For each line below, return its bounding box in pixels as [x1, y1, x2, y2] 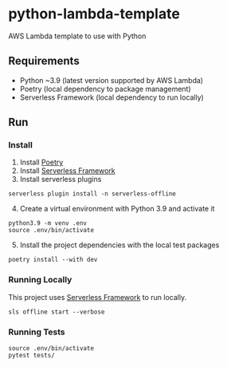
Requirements [8, 54, 80, 68]
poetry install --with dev [8, 256, 98, 264]
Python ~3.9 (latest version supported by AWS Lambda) [19, 75, 204, 85]
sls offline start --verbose [8, 308, 105, 316]
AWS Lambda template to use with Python [8, 31, 147, 41]
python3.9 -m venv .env [8, 219, 88, 227]
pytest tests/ [8, 352, 56, 360]
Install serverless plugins [19, 175, 102, 184]
